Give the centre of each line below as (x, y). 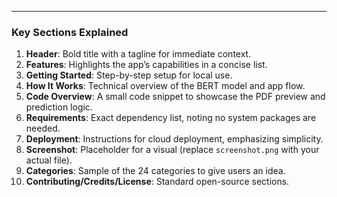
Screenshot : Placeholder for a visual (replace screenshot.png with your (172, 150)
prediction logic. (59, 107)
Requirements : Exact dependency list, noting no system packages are (171, 118)
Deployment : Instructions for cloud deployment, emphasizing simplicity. (174, 139)
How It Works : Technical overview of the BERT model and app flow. (165, 86)
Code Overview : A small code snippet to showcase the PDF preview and (175, 97)
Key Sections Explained (70, 32)
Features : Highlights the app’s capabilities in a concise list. (146, 65)
